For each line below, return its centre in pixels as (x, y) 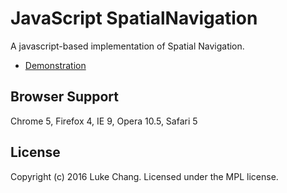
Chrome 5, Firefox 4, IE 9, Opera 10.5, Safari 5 (104, 121)
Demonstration (55, 65)
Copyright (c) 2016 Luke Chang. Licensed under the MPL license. (144, 176)
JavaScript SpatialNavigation (134, 18)
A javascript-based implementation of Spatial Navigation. (127, 46)
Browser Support (65, 97)
